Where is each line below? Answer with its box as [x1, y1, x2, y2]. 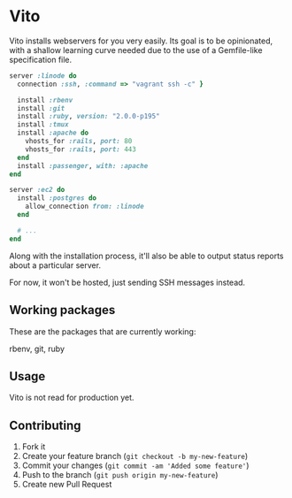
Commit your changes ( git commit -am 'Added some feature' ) [21, 460, 250, 471]
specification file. [9, 54, 73, 65]
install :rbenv [17, 96, 73, 104]
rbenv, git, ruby [9, 343, 65, 354]
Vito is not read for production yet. [9, 392, 134, 403]
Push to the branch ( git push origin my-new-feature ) [21, 470, 219, 480]
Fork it [21, 441, 46, 452]
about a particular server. [9, 259, 102, 271]
